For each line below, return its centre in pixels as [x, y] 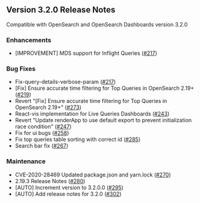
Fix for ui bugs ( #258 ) [42, 133]
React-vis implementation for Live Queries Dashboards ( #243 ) [92, 114]
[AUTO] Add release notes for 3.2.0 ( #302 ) [68, 194]
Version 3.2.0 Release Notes [61, 10]
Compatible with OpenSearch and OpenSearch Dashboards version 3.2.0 [97, 24]
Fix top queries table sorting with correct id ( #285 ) [78, 139]
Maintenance [26, 161]
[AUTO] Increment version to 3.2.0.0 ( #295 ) [69, 187]
